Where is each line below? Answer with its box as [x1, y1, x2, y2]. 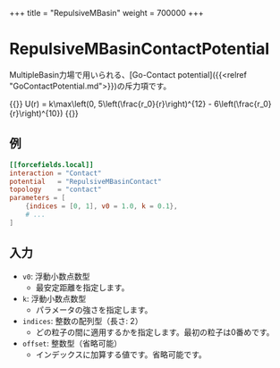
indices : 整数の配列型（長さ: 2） [21, 315, 143, 326]
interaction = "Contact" [9, 169, 102, 178]
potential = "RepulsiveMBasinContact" [9, 177, 163, 186]
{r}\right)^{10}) [9, 107, 64, 119]
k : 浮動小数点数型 [21, 293, 87, 304]
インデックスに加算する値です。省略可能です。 [35, 348, 208, 360]
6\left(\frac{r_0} [213, 98, 272, 109]
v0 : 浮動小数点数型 [21, 271, 91, 281]
